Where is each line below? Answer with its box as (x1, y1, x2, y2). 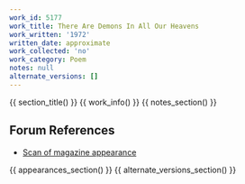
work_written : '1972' (9, 30, 91, 39)
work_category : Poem (9, 55, 87, 64)
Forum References (9, 123, 115, 138)
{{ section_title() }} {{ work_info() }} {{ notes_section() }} (9, 97, 218, 107)
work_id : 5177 (9, 13, 63, 23)
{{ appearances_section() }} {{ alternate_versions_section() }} (9, 164, 237, 175)
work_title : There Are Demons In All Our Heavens (9, 22, 200, 31)
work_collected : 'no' (9, 47, 91, 56)
